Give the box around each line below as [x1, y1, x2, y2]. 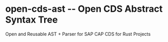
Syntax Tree [5, 14, 58, 26]
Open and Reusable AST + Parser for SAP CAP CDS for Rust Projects [5, 31, 151, 37]
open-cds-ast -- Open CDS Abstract [5, 3, 163, 15]
